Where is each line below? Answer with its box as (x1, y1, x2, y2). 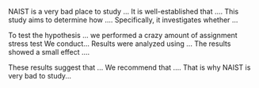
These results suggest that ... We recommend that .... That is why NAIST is (8, 63, 251, 72)
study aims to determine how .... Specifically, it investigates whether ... (8, 15, 238, 25)
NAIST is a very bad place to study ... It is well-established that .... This (8, 7, 239, 16)
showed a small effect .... (8, 48, 90, 56)
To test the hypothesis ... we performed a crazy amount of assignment (8, 31, 238, 40)
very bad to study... (8, 71, 72, 80)
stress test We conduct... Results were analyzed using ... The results (8, 39, 231, 48)
